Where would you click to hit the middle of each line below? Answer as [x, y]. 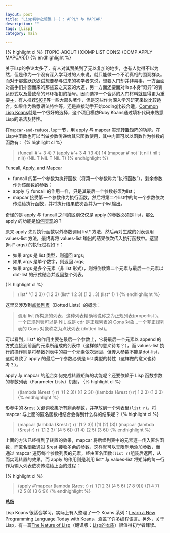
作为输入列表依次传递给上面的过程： [43, 466]
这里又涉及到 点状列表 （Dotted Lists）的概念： [53, 305]
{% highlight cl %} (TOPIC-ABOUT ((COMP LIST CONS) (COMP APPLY [79, 52]
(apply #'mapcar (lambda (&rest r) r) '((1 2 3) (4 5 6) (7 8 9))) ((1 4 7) [89, 486]
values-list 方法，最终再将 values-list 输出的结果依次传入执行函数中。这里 [82, 238]
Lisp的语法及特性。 [25, 119]
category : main [21, 34]
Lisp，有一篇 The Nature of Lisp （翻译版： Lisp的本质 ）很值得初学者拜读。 [82, 525]
